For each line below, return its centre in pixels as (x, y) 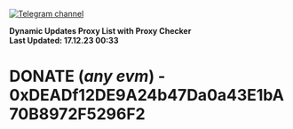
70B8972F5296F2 (77, 114)
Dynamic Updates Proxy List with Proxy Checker (100, 31)
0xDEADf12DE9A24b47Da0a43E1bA (146, 96)
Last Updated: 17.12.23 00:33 (64, 40)
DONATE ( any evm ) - (87, 77)
